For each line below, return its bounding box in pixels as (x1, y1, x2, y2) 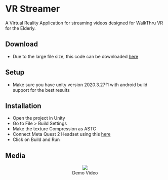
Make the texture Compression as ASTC (12, 126, 96, 132)
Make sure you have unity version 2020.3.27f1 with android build (12, 82, 148, 88)
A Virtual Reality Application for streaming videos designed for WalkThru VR (5, 20, 163, 26)
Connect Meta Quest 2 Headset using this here (12, 131, 111, 137)
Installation (5, 101, 41, 110)
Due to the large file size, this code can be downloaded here (12, 53, 139, 59)
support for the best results (12, 87, 70, 93)
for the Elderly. (5, 25, 36, 31)
